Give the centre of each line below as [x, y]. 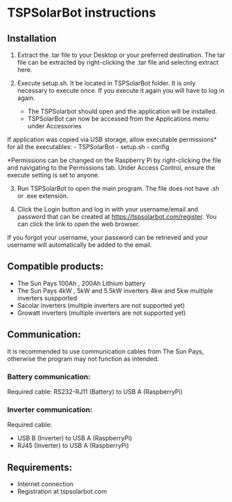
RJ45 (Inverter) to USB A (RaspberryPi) [73, 446]
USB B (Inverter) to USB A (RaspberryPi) [75, 438]
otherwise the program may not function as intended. [83, 358]
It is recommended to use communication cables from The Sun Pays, [106, 351]
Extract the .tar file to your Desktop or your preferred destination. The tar [121, 55]
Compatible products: [55, 267]
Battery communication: [49, 376]
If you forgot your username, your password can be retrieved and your [108, 237]
